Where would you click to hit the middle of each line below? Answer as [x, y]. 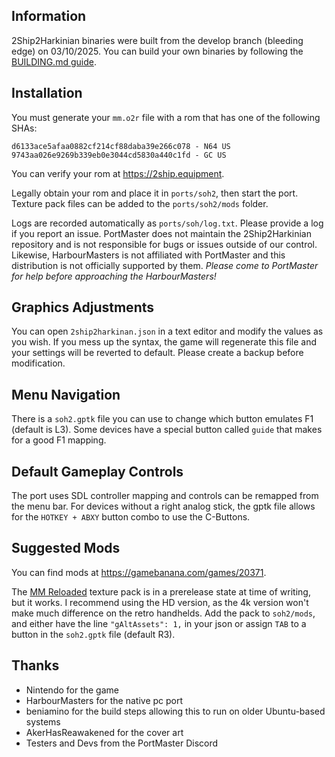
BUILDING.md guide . [54, 61]
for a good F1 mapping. [59, 440]
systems [43, 721]
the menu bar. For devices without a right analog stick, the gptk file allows [163, 506]
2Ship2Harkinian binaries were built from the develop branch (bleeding [157, 40]
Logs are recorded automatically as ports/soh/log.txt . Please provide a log [167, 223]
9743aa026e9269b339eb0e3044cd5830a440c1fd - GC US [119, 155]
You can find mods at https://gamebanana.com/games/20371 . [139, 572]
